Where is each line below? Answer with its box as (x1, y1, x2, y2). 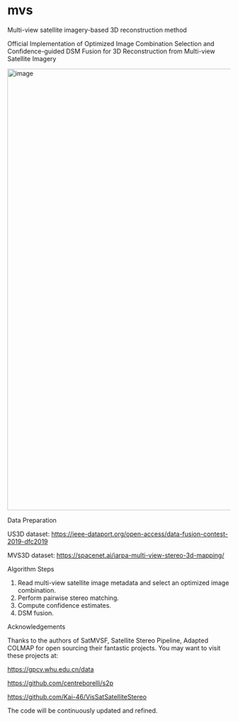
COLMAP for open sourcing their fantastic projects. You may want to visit (7, 643, 221, 652)
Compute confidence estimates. (17, 601, 112, 609)
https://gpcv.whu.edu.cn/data (7, 664, 94, 673)
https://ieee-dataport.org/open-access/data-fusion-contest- (51, 530, 228, 538)
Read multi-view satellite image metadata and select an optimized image (17, 578, 229, 587)
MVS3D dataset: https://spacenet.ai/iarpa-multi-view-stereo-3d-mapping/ (7, 551, 225, 559)
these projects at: (7, 651, 59, 660)
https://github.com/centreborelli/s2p (7, 679, 114, 687)
